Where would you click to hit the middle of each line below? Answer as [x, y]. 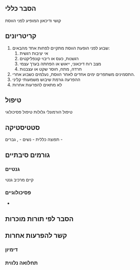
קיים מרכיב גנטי [19, 180]
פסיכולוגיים [18, 193]
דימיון [12, 249]
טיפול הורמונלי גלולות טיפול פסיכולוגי [39, 112]
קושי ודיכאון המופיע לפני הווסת [33, 20]
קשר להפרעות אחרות [36, 236]
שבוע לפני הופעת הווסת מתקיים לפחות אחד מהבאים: [61, 48]
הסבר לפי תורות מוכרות [39, 219]
